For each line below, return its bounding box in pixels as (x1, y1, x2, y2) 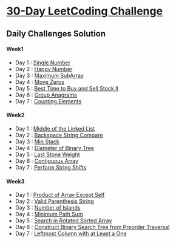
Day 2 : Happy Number (15, 65, 73, 72)
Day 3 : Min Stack (15, 138, 59, 145)
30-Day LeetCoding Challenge (6, 4, 163, 18)
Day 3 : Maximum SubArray (15, 72, 84, 79)
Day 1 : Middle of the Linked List (15, 125, 95, 132)
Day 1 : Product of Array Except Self (15, 191, 105, 199)
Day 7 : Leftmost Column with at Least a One (15, 230, 127, 238)
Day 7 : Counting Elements (15, 97, 82, 104)
